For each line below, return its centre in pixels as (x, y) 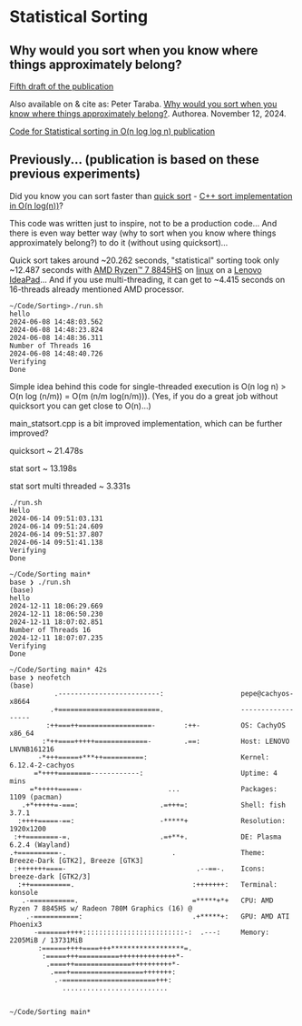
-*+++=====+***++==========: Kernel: (154, 757)
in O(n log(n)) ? (36, 206)
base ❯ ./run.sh (40, 582)
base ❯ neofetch (40, 678)
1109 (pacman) (36, 797)
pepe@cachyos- (268, 693)
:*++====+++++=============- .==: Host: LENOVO (166, 741)
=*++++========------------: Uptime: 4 (156, 773)
